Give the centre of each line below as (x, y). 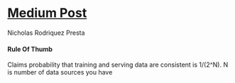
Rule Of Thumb (30, 49)
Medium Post (47, 13)
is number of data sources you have (60, 72)
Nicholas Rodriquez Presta (46, 33)
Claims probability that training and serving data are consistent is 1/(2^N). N (118, 65)
